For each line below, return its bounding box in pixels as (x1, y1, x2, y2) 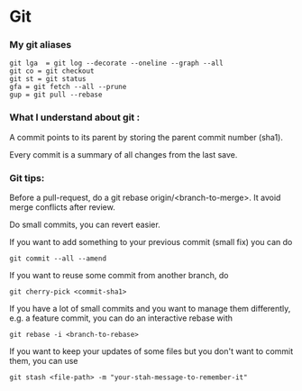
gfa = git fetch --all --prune (9, 83, 127, 92)
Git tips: (9, 171, 45, 184)
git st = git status (9, 75, 87, 84)
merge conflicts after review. (9, 202, 115, 213)
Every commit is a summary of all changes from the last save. (9, 149, 238, 159)
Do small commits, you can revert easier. (9, 219, 160, 231)
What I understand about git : (9, 111, 141, 123)
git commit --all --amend (9, 254, 106, 263)
